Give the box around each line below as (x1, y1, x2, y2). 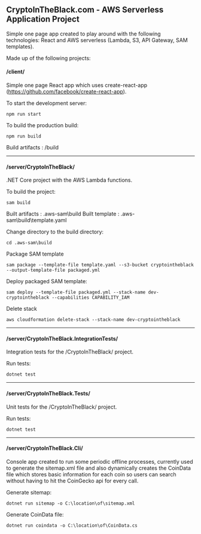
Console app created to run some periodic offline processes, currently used (6, 458, 193, 465)
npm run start (6, 111, 42, 118)
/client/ (6, 68, 25, 76)
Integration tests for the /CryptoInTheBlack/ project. (6, 348, 133, 356)
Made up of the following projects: (6, 54, 91, 62)
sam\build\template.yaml (6, 217, 67, 224)
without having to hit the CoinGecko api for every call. (6, 477, 139, 484)
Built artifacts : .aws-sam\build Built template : (6, 210, 120, 218)
